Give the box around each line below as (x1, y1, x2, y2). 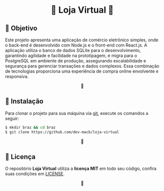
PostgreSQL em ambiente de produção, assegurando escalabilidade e (5, 58, 146, 63)
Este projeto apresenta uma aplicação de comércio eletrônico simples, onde (5, 37, 159, 43)
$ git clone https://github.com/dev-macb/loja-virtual (5, 130, 119, 135)
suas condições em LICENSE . (5, 171, 65, 177)
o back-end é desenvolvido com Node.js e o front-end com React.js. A (5, 42, 148, 48)
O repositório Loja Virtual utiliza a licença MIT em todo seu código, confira (5, 165, 157, 171)
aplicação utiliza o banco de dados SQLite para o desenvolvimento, (5, 48, 141, 53)
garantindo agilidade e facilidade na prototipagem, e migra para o (5, 53, 137, 58)
